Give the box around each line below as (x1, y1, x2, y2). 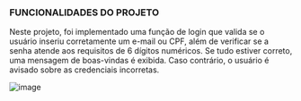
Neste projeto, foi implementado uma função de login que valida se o (9, 27, 265, 38)
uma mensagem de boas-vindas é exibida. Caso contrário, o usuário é (9, 55, 270, 66)
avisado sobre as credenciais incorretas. (9, 64, 160, 75)
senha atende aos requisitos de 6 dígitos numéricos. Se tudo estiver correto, (9, 46, 293, 56)
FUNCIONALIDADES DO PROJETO (9, 6, 160, 19)
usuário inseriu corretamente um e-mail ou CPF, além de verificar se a (9, 36, 270, 46)
